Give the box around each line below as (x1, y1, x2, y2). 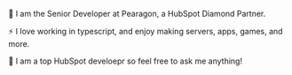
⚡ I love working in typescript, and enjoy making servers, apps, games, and (8, 26, 283, 36)
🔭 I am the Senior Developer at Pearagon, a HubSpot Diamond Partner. (8, 9, 266, 19)
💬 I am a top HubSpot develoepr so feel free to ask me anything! (8, 56, 243, 66)
